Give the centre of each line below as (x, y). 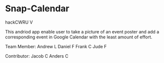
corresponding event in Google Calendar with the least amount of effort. (79, 37)
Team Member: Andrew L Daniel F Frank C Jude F (56, 46)
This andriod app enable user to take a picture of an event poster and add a (82, 31)
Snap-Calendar (37, 9)
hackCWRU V (19, 22)
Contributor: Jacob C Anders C (37, 56)
